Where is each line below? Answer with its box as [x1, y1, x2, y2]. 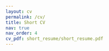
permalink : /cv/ [5, 14, 45, 20]
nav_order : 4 [5, 30, 38, 36]
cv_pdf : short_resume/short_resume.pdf [5, 36, 104, 42]
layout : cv [5, 8, 32, 15]
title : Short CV [5, 19, 45, 25]
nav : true [5, 25, 30, 31]
